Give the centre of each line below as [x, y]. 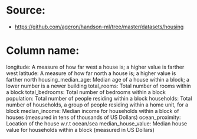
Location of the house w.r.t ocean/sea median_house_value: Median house [97, 123]
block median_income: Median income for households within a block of [93, 111]
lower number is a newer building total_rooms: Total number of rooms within [98, 86]
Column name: [43, 51]
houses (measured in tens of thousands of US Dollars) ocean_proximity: [93, 117]
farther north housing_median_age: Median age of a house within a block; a [98, 79]
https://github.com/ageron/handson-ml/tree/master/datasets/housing [99, 27]
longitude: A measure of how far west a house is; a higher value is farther [95, 67]
